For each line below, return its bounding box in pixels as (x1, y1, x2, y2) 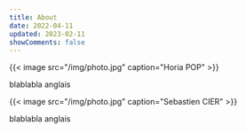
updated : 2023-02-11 (9, 29, 86, 38)
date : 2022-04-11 (9, 21, 74, 30)
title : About (9, 12, 58, 22)
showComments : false (9, 37, 86, 47)
